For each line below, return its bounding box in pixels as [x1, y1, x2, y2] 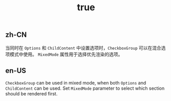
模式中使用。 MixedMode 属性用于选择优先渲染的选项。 [9, 51, 123, 57]
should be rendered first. [5, 91, 58, 97]
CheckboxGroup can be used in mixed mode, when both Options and [5, 80, 146, 86]
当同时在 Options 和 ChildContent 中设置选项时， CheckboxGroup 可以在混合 [5, 45, 161, 51]
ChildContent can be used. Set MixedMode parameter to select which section [5, 85, 165, 91]
